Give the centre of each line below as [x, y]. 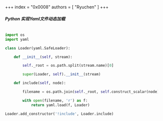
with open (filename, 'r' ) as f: [55, 100]
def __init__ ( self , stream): [43, 57]
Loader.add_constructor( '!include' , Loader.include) [59, 114]
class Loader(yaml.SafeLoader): [38, 48]
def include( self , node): [40, 83]
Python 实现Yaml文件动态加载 [35, 18]
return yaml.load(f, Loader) [60, 105]
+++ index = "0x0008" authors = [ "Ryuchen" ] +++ [57, 7]
